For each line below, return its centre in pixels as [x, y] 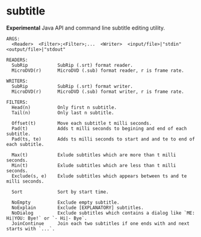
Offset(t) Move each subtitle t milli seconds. [82, 123]
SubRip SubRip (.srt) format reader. [73, 65]
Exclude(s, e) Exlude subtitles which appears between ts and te [99, 176]
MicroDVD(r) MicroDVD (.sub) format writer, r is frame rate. [98, 92]
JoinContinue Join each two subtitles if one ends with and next [100, 223]
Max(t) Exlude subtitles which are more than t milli [94, 155]
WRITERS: [17, 81]
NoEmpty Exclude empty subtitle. [66, 202]
